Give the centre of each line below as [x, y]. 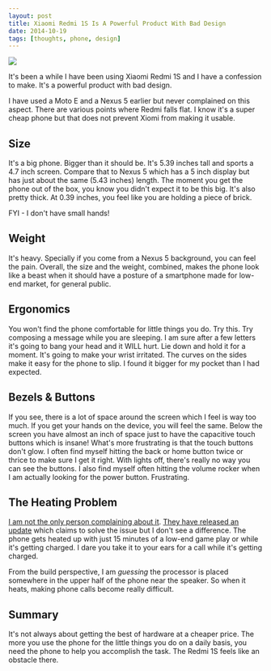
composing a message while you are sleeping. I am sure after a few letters [132, 338]
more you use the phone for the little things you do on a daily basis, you [128, 643]
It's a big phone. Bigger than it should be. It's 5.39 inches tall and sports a [131, 164]
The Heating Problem [63, 502]
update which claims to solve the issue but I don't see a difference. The [127, 530]
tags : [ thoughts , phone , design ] [65, 38]
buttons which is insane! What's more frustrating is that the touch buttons [131, 443]
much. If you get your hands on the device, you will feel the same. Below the [135, 425]
